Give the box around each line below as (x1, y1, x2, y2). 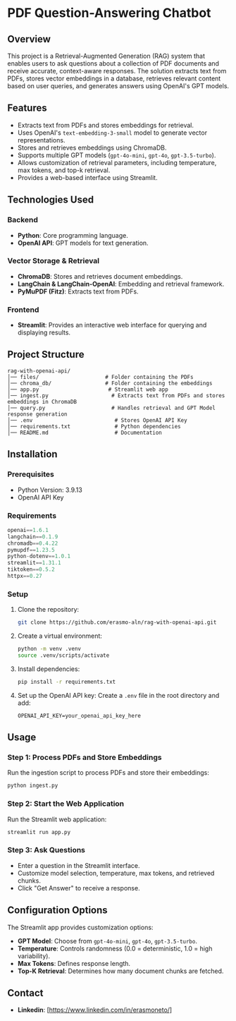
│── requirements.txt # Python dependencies (7, 423, 181, 430)
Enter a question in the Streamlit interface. (17, 861, 140, 869)
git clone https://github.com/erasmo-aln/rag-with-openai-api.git (17, 619, 217, 626)
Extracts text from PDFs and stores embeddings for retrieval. (17, 121, 194, 129)
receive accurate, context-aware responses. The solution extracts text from (7, 67, 227, 75)
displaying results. (17, 328, 71, 337)
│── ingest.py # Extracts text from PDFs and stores (7, 392, 225, 399)
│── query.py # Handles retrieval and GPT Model (7, 404, 216, 411)
